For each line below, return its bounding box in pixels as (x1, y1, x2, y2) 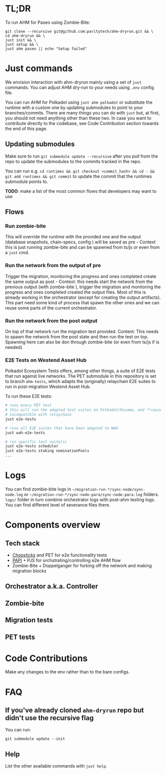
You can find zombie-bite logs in (5, 486, 72, 492)
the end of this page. (5, 125, 48, 131)
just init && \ (5, 38, 37, 43)
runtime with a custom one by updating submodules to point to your (5, 105, 143, 111)
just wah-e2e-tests (5, 430, 45, 435)
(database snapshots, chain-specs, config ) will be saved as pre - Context (5, 239, 156, 245)
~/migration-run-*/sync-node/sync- (72, 487, 146, 492)
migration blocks (12, 568, 47, 574)
